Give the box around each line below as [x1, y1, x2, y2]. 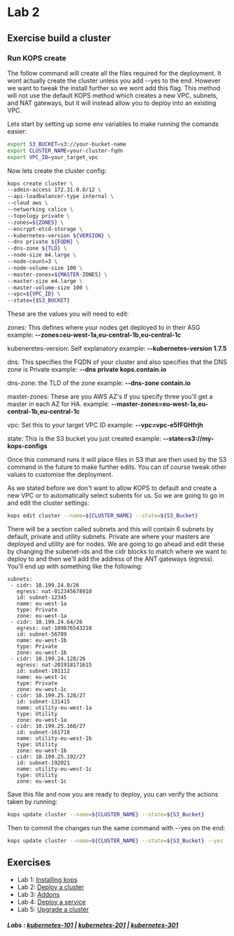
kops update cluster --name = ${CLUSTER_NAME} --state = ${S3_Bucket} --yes [7, 837, 224, 844]
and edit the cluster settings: [7, 498, 89, 508]
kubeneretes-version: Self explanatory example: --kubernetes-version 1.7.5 [7, 344, 227, 353]
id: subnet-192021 [16, 760, 71, 767]
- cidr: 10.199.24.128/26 [10, 655, 86, 662]
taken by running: [7, 797, 58, 806]
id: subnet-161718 [16, 729, 71, 736]
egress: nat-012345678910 [16, 588, 92, 595]
